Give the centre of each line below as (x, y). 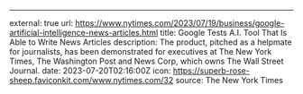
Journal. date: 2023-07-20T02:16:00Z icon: (90, 71)
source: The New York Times (230, 80)
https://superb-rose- (211, 71)
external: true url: (41, 23)
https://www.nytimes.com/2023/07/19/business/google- (180, 23)
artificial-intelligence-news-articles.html (84, 33)
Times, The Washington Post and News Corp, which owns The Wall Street (147, 61)
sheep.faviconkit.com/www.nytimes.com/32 (92, 80)
